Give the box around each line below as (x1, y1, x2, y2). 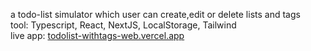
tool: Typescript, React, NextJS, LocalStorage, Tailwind (10, 19, 237, 31)
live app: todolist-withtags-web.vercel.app (10, 30, 185, 41)
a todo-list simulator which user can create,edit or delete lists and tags (10, 9, 301, 20)
